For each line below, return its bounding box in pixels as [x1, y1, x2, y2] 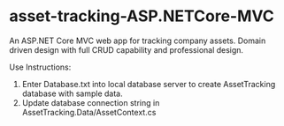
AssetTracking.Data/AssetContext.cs [21, 107, 157, 117]
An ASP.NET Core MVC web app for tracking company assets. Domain [9, 35, 266, 46]
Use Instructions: [9, 62, 72, 72]
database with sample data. [21, 88, 123, 99]
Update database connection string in [21, 97, 160, 107]
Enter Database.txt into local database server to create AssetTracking [21, 78, 276, 89]
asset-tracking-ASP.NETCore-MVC [9, 6, 274, 26]
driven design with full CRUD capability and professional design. [9, 44, 244, 55]
